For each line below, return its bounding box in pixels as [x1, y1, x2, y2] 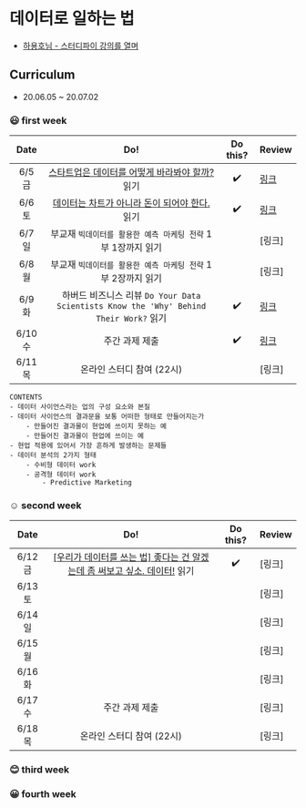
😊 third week [9, 763, 70, 776]
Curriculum [9, 67, 76, 83]
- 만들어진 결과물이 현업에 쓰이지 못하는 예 [25, 422, 167, 431]
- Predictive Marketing [42, 478, 132, 487]
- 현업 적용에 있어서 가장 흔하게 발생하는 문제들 [9, 441, 168, 451]
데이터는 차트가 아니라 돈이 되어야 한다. [52, 197, 210, 210]
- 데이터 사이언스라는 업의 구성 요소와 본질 [9, 403, 151, 412]
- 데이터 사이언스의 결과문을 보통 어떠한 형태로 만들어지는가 [9, 412, 205, 422]
